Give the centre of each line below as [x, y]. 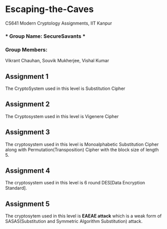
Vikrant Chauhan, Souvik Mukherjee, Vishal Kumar [57, 61]
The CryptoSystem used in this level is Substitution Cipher [65, 88]
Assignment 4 [28, 170]
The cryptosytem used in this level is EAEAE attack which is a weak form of [83, 216]
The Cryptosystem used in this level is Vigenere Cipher [62, 116]
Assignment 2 [28, 104]
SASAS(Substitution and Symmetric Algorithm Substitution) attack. [74, 221]
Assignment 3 [28, 132]
